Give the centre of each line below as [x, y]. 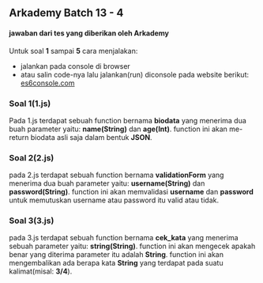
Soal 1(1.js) [30, 104]
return [19, 137]
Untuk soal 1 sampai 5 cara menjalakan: [73, 51]
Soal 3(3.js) [32, 221]
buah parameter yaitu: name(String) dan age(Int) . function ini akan [118, 129]
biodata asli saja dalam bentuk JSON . [91, 137]
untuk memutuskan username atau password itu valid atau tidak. [114, 200]
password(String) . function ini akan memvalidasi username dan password [131, 192]
